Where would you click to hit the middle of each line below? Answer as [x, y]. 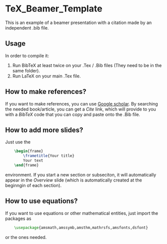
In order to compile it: [27, 55]
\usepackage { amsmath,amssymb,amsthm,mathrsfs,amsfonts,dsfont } [81, 227]
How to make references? [46, 92]
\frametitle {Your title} [49, 156]
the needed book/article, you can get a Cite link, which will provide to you [81, 109]
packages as [18, 218]
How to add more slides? [44, 130]
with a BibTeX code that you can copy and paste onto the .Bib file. [73, 114]
